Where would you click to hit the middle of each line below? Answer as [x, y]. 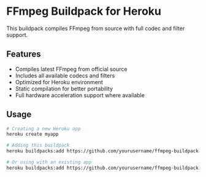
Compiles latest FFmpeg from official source [71, 69]
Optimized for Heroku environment [59, 82]
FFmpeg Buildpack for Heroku [84, 11]
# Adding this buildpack [38, 146]
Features [24, 54]
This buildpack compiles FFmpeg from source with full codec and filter [96, 28]
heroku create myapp [33, 134]
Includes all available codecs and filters [65, 76]
